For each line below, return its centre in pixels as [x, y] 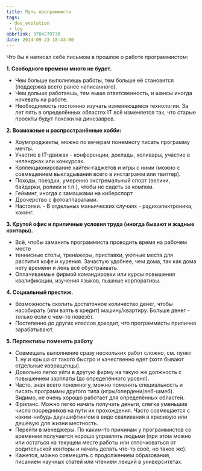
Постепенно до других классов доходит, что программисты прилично [106, 323]
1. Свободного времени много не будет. [59, 69]
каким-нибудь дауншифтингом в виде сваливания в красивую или [101, 417]
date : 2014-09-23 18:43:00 [40, 40]
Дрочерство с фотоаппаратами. [56, 200]
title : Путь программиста [39, 12]
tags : [13, 17]
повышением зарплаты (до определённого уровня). [82, 378]
